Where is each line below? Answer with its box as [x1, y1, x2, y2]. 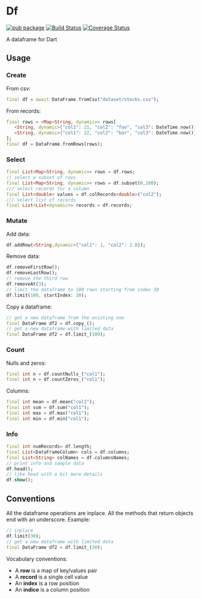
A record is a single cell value [14, 573, 89, 580]
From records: [6, 107, 41, 115]
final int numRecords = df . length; [6, 444, 93, 450]
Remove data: [6, 253, 41, 260]
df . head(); [6, 466, 33, 472]
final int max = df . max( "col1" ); [6, 410, 90, 417]
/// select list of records [6, 197, 77, 203]
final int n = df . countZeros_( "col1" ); [6, 376, 106, 382]
